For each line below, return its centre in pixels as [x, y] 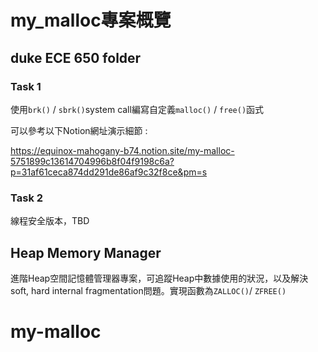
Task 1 [26, 86]
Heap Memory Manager [86, 252]
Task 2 [27, 198]
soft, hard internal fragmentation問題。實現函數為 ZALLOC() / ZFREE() [148, 290]
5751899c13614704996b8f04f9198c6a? [92, 161]
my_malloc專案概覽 [91, 20]
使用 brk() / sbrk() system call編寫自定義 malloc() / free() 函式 [137, 109]
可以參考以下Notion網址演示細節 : [79, 130]
